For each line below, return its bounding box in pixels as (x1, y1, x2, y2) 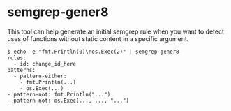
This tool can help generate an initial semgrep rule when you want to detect (7, 27, 225, 36)
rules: (7, 54, 27, 61)
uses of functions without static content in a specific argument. (7, 34, 189, 43)
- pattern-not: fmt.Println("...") (7, 91, 111, 98)
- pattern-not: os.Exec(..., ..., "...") (7, 97, 130, 104)
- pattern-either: (13, 73, 68, 80)
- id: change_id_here (13, 60, 77, 67)
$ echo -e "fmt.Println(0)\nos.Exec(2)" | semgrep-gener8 (7, 48, 179, 55)
